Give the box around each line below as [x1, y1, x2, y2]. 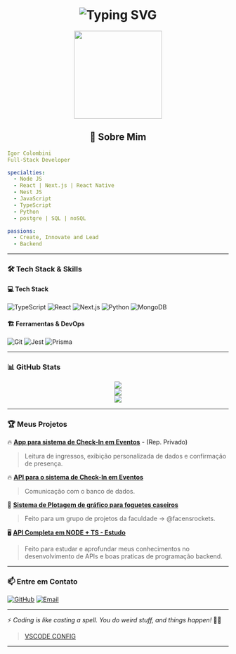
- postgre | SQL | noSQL [13, 214, 86, 222]
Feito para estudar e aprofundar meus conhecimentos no [24, 545, 190, 553]
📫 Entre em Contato [7, 577, 78, 586]
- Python [13, 208, 39, 215]
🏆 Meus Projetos [7, 419, 68, 429]
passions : [7, 227, 37, 235]
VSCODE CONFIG [24, 632, 76, 641]
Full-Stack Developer [7, 156, 71, 163]
